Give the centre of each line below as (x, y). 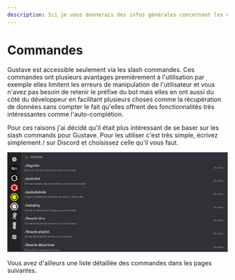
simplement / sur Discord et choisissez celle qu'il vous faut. (93, 142)
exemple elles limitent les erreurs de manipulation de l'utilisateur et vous (111, 84)
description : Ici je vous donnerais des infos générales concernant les (115, 15)
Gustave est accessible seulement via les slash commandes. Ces (101, 69)
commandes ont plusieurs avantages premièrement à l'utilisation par (106, 77)
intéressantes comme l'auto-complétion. (65, 114)
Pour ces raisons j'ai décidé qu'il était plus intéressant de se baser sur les (113, 127)
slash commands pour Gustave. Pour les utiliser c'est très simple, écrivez (113, 135)
